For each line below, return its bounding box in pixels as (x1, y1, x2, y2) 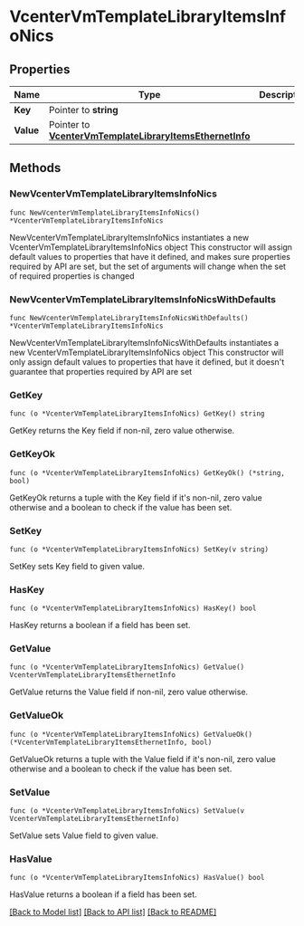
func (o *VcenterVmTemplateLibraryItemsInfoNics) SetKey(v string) (9, 545, 270, 554)
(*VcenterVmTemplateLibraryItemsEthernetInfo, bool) (9, 738, 213, 747)
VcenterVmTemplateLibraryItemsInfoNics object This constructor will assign (9, 242, 292, 253)
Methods (9, 160, 62, 176)
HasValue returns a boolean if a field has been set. (9, 889, 197, 900)
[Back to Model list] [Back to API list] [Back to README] (9, 907, 217, 918)
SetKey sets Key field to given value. (9, 560, 146, 571)
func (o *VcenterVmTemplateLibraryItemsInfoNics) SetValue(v (9, 807, 245, 816)
